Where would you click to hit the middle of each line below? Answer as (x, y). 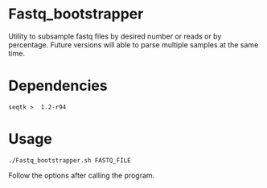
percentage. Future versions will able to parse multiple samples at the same (133, 44)
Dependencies (58, 86)
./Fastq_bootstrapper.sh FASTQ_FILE (70, 160)
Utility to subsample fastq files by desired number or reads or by (115, 36)
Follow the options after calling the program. (82, 175)
